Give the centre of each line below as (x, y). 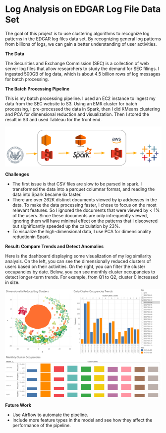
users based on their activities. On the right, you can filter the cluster (75, 266)
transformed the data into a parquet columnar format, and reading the (83, 189)
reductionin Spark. (31, 237)
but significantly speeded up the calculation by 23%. (66, 226)
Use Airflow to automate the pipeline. (50, 415)
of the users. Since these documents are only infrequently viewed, (80, 215)
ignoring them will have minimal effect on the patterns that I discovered (85, 221)
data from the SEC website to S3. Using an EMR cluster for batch (71, 103)
